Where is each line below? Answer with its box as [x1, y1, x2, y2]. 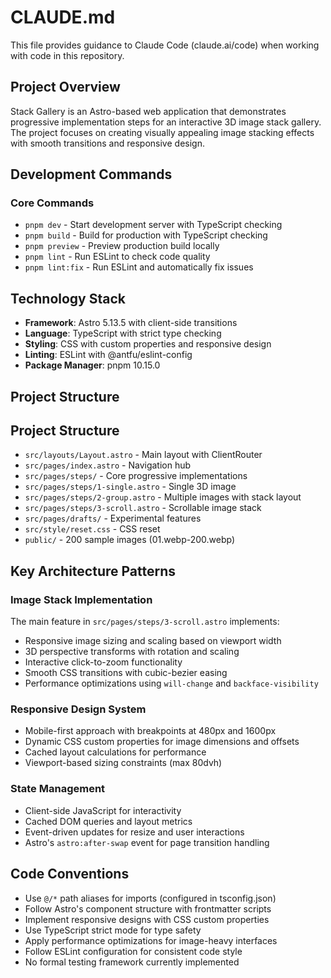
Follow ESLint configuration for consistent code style [24, 945, 243, 957]
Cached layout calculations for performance [24, 746, 207, 758]
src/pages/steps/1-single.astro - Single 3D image [24, 481, 237, 493]
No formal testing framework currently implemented [24, 956, 240, 968]
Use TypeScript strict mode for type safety [24, 924, 202, 936]
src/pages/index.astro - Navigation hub [24, 459, 192, 471]
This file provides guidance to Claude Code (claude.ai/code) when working [10, 39, 320, 51]
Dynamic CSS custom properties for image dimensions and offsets [24, 736, 300, 748]
